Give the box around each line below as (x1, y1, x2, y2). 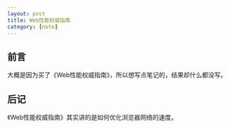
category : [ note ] (7, 23, 58, 30)
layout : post (7, 10, 46, 17)
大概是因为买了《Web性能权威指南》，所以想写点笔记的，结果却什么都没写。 (7, 71, 227, 79)
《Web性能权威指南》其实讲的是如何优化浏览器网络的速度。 (7, 113, 178, 121)
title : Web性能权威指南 (7, 17, 70, 24)
